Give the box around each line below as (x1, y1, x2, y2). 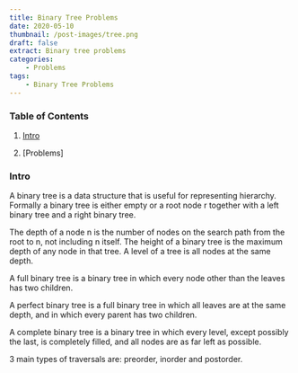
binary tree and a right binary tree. (9, 209, 136, 220)
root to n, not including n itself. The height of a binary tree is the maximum (9, 236, 283, 247)
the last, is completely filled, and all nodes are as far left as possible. (9, 336, 262, 347)
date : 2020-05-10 (9, 22, 74, 31)
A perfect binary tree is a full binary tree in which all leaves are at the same (9, 300, 286, 311)
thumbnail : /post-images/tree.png (9, 30, 139, 39)
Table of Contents (9, 110, 90, 122)
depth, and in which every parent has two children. (9, 309, 197, 320)
